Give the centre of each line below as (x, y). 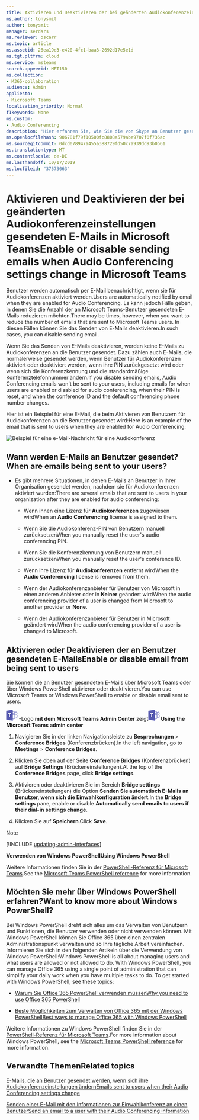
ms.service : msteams (32, 62)
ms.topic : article (29, 44)
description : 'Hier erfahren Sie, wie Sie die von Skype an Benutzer (94, 131)
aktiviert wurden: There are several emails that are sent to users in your (101, 493)
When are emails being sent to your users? (87, 466)
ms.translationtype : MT (36, 150)
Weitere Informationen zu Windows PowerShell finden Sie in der (84, 1028)
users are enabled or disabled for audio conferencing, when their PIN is (93, 390)
